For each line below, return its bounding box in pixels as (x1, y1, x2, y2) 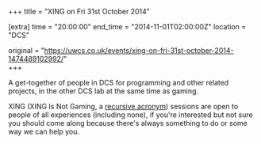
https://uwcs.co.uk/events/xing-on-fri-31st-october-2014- (44, 46, 234, 55)
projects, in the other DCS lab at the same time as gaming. (8, 86, 199, 96)
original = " (8, 46, 45, 55)
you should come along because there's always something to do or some (8, 119, 248, 127)
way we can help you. (8, 127, 80, 136)
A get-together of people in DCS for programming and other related (8, 78, 229, 87)
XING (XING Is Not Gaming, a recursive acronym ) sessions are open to (8, 102, 239, 111)
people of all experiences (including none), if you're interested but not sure (8, 110, 253, 119)
